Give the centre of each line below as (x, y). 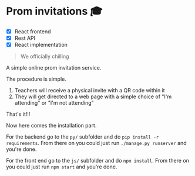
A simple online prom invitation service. (54, 68)
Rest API (25, 38)
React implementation (41, 45)
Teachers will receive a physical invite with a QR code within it (90, 91)
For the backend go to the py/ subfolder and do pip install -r (83, 137)
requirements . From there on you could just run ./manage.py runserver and (96, 143)
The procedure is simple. (36, 79)
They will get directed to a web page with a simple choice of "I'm (93, 96)
